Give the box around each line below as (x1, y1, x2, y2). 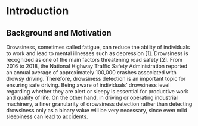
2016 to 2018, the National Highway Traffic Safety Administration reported (6, 62, 188, 70)
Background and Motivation (6, 28, 112, 38)
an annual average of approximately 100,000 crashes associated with (6, 69, 177, 75)
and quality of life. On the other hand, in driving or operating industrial (6, 94, 178, 101)
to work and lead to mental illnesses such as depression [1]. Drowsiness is (6, 50, 189, 57)
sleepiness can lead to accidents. (6, 113, 88, 120)
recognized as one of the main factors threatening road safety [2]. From (6, 56, 183, 63)
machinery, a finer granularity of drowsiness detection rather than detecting (6, 100, 193, 108)
